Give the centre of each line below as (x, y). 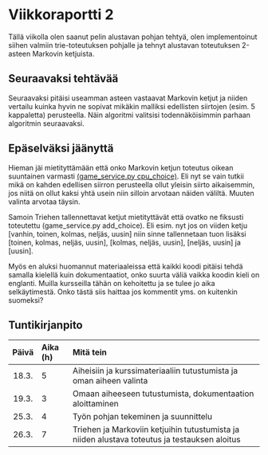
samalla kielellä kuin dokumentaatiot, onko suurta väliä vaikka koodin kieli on (134, 275)
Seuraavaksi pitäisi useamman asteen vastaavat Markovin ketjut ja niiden (128, 98)
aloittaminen (96, 404)
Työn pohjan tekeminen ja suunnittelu (143, 417)
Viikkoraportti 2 (61, 15)
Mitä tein (90, 352)
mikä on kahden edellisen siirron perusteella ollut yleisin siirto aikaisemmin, (132, 184)
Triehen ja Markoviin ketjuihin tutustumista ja (156, 430)
